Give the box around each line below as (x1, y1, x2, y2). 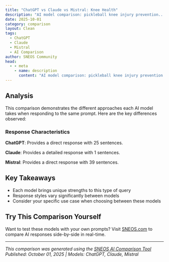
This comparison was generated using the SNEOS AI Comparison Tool (5, 245, 152, 252)
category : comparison (5, 21, 51, 27)
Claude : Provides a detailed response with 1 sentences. (5, 149, 120, 155)
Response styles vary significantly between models (12, 192, 120, 199)
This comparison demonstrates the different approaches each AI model (5, 105, 153, 111)
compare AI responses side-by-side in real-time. (5, 231, 106, 237)
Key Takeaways (5, 174, 56, 182)
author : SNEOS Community (5, 54, 57, 59)
